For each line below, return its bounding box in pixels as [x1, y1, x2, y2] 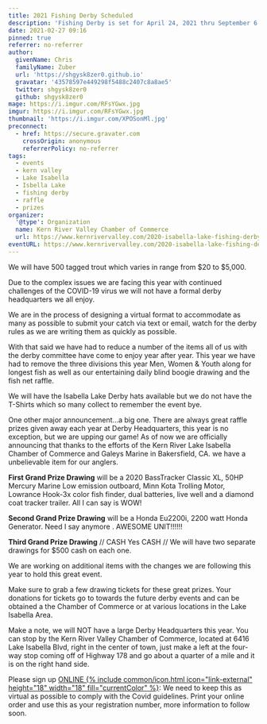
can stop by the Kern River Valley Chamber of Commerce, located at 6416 [8, 633, 250, 643]
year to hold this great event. [8, 569, 103, 579]
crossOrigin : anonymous [22, 137, 102, 145]
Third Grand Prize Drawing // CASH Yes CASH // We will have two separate [8, 537, 256, 546]
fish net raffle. [8, 375, 54, 385]
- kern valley [15, 167, 62, 175]
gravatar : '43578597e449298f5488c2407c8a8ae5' [15, 78, 172, 86]
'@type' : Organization [15, 218, 91, 226]
